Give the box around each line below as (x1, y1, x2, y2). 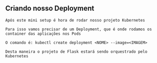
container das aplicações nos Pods (5, 31, 81, 36)
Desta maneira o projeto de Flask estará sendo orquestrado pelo (5, 49, 147, 54)
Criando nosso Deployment (5, 4, 95, 13)
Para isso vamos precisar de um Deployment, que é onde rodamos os (5, 27, 152, 32)
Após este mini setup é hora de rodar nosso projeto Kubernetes (5, 17, 145, 23)
